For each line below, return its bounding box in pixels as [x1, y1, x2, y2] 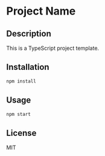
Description [6, 29, 51, 39]
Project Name [6, 4, 76, 18]
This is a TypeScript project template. [6, 44, 100, 52]
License [6, 127, 37, 138]
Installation [6, 62, 49, 72]
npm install [6, 78, 36, 84]
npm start [6, 111, 31, 117]
